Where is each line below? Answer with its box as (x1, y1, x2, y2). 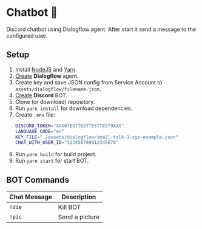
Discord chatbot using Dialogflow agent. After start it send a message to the (6, 26, 196, 33)
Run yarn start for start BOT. (15, 157, 89, 165)
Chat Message (9, 193, 53, 201)
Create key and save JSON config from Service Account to (15, 78, 163, 86)
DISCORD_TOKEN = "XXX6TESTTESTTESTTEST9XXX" (15, 123, 124, 129)
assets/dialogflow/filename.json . (15, 85, 101, 92)
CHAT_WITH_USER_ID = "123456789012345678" (15, 140, 119, 146)
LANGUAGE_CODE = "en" (15, 128, 65, 134)
